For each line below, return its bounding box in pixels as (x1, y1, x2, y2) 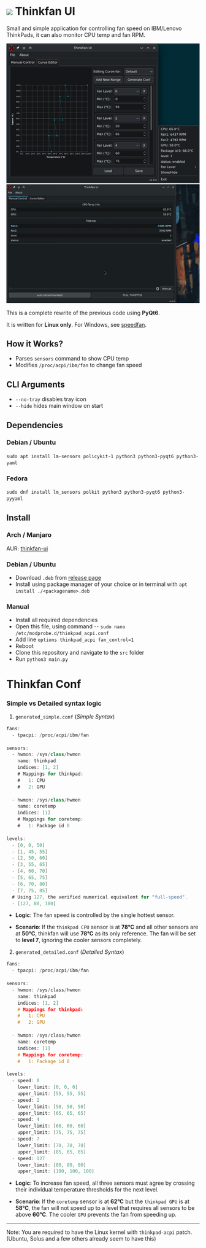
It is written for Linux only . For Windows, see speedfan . (6, 321, 147, 328)
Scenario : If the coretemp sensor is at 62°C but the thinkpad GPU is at (15, 1198, 190, 1205)
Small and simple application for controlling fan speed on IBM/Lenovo (6, 25, 182, 32)
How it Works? (6, 338, 63, 349)
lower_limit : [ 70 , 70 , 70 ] (17, 1142, 86, 1149)
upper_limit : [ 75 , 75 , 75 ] (17, 1129, 86, 1136)
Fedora (6, 474, 28, 483)
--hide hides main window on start (15, 402, 103, 410)
